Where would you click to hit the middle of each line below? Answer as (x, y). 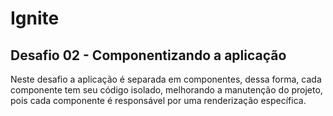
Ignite (35, 18)
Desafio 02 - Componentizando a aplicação (148, 55)
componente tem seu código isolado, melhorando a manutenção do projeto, (166, 90)
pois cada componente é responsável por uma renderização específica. (158, 100)
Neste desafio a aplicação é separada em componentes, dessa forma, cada (166, 79)
